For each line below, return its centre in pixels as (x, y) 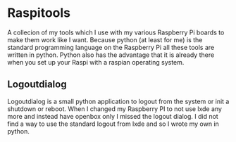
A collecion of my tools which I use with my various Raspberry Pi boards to (116, 32)
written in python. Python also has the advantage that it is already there (111, 55)
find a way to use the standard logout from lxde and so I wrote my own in (113, 124)
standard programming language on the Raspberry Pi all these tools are (111, 47)
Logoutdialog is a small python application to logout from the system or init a (118, 101)
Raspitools (39, 13)
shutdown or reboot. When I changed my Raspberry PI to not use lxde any (114, 109)
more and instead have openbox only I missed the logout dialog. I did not (113, 116)
